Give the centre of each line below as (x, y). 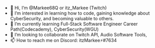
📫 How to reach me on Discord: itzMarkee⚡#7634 (63, 40)
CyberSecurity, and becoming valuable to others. (62, 18)
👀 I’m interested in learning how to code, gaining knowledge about (80, 13)
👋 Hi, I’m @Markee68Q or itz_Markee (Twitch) (58, 8)
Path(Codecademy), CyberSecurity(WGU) (54, 29)
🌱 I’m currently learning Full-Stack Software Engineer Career (74, 24)
